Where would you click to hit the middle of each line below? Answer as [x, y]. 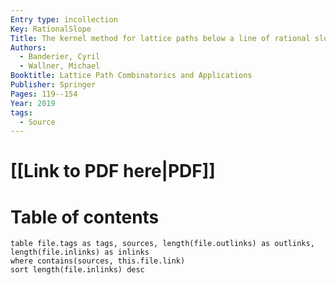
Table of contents [85, 217]
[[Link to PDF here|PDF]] [113, 171]
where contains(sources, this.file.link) [98, 261]
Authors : [28, 47]
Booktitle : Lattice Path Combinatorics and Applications [131, 76]
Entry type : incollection [64, 19]
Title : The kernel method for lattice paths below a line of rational [160, 38]
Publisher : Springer [53, 85]
